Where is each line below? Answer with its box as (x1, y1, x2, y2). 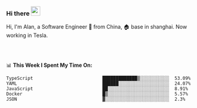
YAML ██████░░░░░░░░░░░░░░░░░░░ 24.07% (6, 81, 191, 87)
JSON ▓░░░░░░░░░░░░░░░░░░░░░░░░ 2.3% (6, 96, 186, 103)
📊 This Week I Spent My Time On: (6, 61, 93, 69)
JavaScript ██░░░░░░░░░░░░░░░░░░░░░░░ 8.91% (6, 86, 188, 92)
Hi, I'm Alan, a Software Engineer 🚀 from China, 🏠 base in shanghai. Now (6, 23, 187, 30)
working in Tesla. (6, 32, 48, 39)
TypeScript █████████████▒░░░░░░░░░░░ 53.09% (6, 75, 191, 82)
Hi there (6, 9, 30, 17)
